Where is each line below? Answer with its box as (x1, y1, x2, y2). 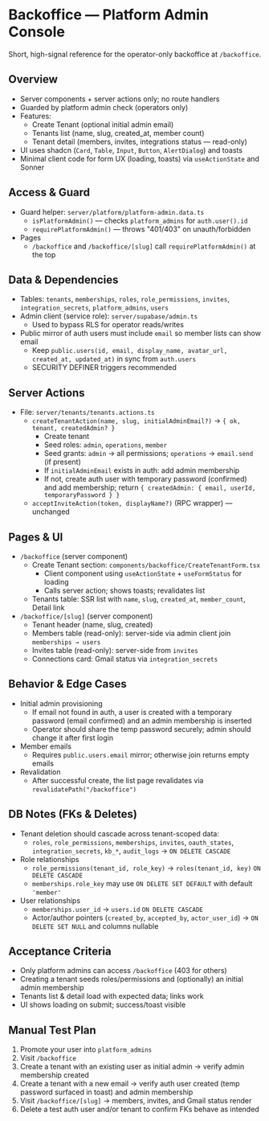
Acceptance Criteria (8, 945, 112, 959)
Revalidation (19, 766, 62, 777)
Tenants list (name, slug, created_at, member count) (31, 128, 205, 138)
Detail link (31, 603, 65, 612)
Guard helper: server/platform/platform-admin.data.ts (19, 207, 205, 216)
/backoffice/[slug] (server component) (19, 611, 153, 621)
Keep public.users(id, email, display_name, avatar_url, (31, 346, 228, 355)
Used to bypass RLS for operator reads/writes (31, 320, 185, 330)
